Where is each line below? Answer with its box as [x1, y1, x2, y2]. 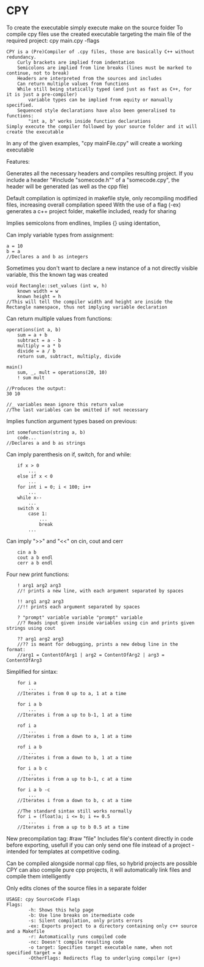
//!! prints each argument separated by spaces [17, 604, 140, 610]
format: [6, 646, 26, 652]
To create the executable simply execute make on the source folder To [6, 24, 183, 31]
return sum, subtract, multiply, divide [17, 353, 121, 359]
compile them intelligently [6, 872, 71, 880]
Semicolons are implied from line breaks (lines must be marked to [17, 65, 192, 71]
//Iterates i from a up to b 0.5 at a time [17, 824, 130, 830]
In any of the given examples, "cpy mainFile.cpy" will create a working [6, 139, 183, 147]
